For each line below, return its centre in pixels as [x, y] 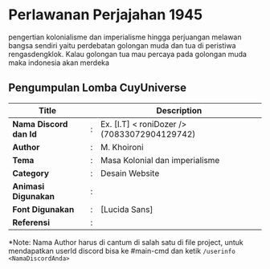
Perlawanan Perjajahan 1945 [106, 15]
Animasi [29, 186]
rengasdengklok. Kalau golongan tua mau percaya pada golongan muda [128, 54]
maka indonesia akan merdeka [59, 63]
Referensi [31, 222]
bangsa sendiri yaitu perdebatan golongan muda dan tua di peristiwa [122, 45]
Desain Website [130, 173]
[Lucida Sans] [127, 209]
